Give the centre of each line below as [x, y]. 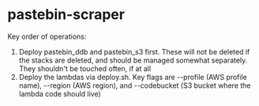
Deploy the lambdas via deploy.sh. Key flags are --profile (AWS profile [133, 77]
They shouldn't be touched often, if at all [85, 68]
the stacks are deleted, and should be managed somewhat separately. [133, 60]
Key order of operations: [47, 36]
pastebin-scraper [66, 15]
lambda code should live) [60, 93]
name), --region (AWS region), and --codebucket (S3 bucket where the [135, 85]
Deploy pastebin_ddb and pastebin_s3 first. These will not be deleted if [134, 51]
